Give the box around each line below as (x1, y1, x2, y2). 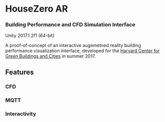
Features (5, 68, 34, 76)
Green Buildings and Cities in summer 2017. (5, 53, 96, 59)
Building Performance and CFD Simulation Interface (5, 21, 136, 28)
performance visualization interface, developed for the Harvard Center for (5, 48, 160, 54)
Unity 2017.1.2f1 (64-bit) (5, 32, 55, 38)
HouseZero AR (5, 3, 68, 15)
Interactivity (5, 110, 37, 117)
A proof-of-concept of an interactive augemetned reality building (5, 43, 141, 49)
